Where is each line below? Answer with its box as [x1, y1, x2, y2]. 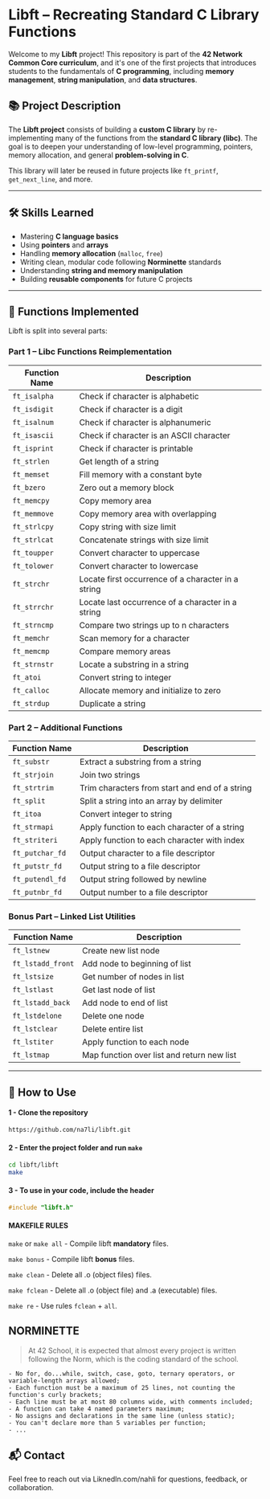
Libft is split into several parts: [8, 326, 108, 336]
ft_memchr [12, 633, 50, 643]
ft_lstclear [12, 1024, 59, 1034]
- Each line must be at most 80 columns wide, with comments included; [8, 1398, 253, 1406]
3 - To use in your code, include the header [8, 1186, 154, 1195]
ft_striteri [12, 835, 59, 844]
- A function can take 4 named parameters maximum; [8, 1404, 185, 1413]
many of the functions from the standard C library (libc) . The [55, 133, 258, 142]
